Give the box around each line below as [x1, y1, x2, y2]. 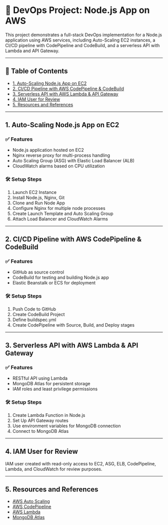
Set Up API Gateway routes [12, 417, 68, 423]
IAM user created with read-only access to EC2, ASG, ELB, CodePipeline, [5, 460, 156, 466]
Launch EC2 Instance [12, 189, 56, 195]
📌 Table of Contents [5, 67, 68, 76]
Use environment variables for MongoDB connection [12, 423, 121, 429]
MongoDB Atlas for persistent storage [12, 381, 90, 387]
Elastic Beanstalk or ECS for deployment [12, 280, 96, 286]
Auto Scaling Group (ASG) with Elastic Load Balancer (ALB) [12, 158, 135, 164]
